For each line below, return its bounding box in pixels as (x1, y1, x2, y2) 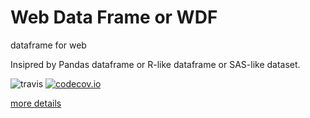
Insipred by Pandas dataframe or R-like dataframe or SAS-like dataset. (10, 58, 301, 70)
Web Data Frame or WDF (10, 6, 218, 29)
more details (10, 97, 62, 109)
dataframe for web (10, 39, 87, 51)
